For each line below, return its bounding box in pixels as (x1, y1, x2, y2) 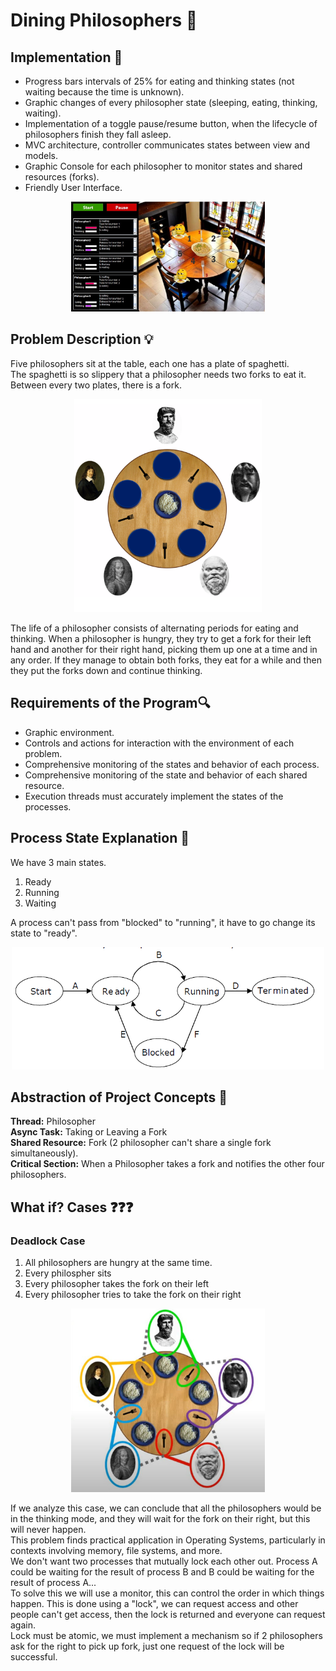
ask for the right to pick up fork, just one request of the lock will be (10, 1640, 285, 1653)
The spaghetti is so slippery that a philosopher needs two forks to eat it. (10, 368, 307, 380)
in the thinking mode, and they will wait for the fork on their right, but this (10, 1513, 311, 1525)
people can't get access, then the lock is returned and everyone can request (10, 1609, 326, 1621)
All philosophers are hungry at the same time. (24, 1257, 213, 1269)
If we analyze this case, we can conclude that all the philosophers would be (10, 1502, 322, 1514)
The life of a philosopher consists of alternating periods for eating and (10, 622, 299, 634)
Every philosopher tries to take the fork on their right (24, 1289, 242, 1301)
